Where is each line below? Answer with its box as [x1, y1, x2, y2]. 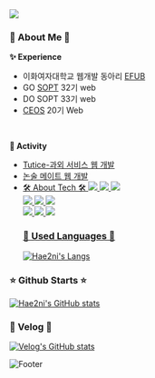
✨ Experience [9, 52, 62, 63]
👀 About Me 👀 [9, 31, 71, 44]
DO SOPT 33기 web [22, 94, 97, 104]
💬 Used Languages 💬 [22, 230, 116, 243]
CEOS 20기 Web [22, 104, 84, 116]
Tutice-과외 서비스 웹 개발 [22, 159, 115, 171]
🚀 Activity [9, 141, 47, 152]
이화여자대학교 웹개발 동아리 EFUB [22, 71, 146, 82]
